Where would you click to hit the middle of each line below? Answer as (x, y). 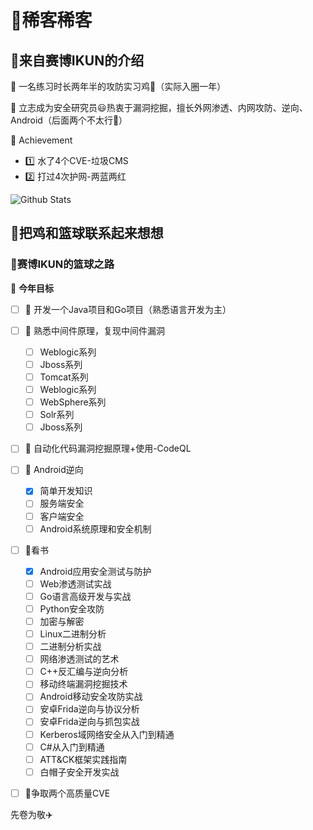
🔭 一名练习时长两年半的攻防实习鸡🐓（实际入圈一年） (118, 86)
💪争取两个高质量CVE (67, 793)
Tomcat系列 (64, 377)
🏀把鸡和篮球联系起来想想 (87, 233)
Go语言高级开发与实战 (85, 596)
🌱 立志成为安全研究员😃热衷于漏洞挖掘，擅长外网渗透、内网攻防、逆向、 (159, 107)
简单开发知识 (66, 491)
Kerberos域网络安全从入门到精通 (107, 734)
